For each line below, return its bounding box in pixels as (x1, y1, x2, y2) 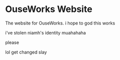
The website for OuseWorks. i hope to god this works (5, 20, 115, 26)
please (5, 39, 19, 45)
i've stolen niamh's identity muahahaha (5, 29, 86, 35)
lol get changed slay (5, 49, 47, 55)
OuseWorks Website (5, 3, 93, 15)
